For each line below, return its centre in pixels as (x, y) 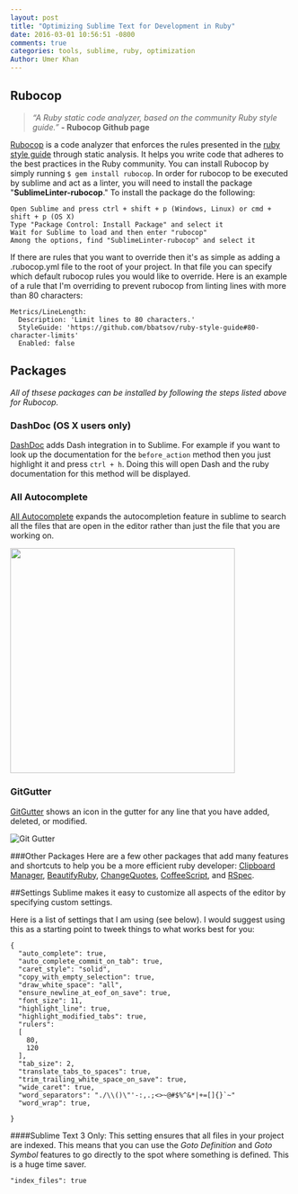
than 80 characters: (47, 295)
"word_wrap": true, (55, 1103)
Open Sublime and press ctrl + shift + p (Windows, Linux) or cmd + (141, 209)
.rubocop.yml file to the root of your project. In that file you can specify (141, 266)
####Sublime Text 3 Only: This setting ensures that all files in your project (147, 1136)
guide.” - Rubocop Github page (91, 127)
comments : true (39, 43)
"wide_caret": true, (57, 1087)
